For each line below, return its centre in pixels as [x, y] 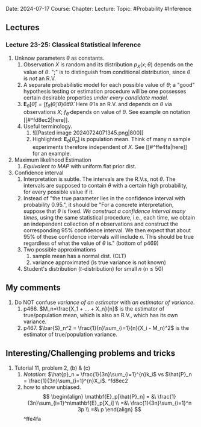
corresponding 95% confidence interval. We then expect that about [107, 230]
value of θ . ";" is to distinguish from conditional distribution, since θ [107, 72]
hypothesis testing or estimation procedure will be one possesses [105, 91]
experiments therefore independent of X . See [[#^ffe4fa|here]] [110, 147]
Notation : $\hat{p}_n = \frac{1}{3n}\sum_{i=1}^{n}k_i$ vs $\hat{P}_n [107, 374]
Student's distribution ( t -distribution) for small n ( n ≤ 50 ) [93, 268]
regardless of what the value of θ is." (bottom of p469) [91, 243]
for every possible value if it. [59, 192]
